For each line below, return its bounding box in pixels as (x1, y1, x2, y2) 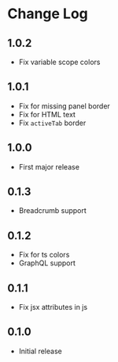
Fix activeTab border (18, 118, 87, 128)
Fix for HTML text (18, 109, 76, 119)
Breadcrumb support (18, 206, 87, 215)
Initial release (18, 346, 62, 356)
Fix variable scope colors (18, 57, 101, 67)
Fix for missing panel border (18, 101, 111, 111)
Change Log (7, 5, 88, 23)
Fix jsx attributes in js (18, 303, 88, 312)
